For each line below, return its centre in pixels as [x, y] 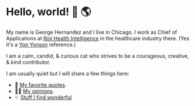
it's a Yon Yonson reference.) [41, 45]
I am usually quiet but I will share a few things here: [68, 73]
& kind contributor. [28, 62]
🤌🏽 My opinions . [34, 91]
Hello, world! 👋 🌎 [49, 12]
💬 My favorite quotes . [40, 85]
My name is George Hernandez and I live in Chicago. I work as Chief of [92, 32]
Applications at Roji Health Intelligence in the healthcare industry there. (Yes [98, 38]
